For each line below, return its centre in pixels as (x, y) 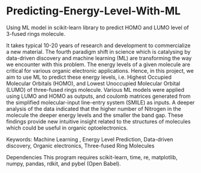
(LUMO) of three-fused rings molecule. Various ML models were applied (95, 89)
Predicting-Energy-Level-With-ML (94, 11)
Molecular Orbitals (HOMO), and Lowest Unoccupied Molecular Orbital (93, 83)
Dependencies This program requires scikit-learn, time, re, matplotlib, (92, 157)
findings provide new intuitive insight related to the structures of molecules (98, 121)
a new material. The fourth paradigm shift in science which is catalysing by (98, 51)
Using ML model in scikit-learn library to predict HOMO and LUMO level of (98, 27)
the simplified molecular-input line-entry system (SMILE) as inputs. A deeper (100, 102)
